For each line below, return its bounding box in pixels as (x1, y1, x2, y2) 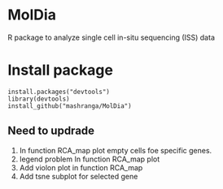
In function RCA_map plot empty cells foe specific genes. (19, 145, 212, 155)
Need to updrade (7, 124, 95, 138)
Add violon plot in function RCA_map (19, 162, 143, 172)
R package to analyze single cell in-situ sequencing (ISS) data (7, 32, 215, 42)
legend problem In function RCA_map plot (19, 154, 160, 164)
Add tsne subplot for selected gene (19, 171, 138, 181)
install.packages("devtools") (7, 88, 111, 96)
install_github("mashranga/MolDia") (7, 101, 132, 110)
